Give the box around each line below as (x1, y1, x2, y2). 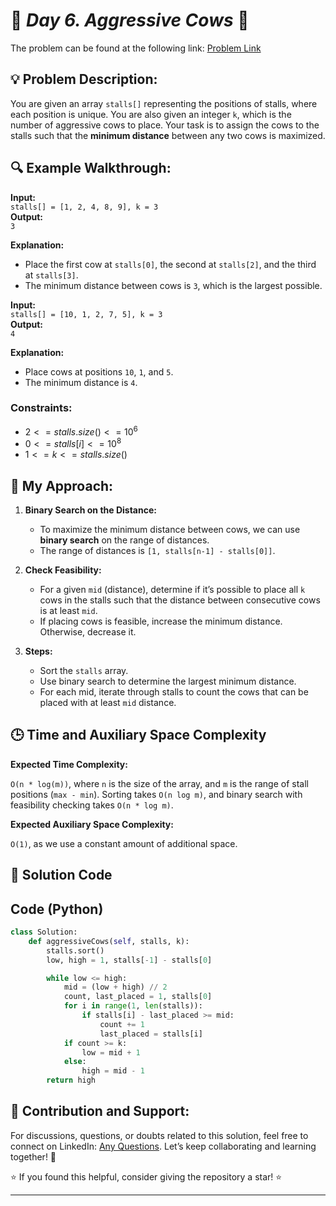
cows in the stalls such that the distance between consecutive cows (39, 594, 321, 606)
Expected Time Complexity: (10, 758, 128, 770)
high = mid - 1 (81, 1066, 145, 1076)
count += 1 (99, 1019, 145, 1029)
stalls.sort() (46, 945, 105, 956)
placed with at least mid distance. (39, 696, 177, 708)
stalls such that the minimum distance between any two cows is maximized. (10, 129, 326, 141)
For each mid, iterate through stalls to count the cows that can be (39, 685, 309, 698)
